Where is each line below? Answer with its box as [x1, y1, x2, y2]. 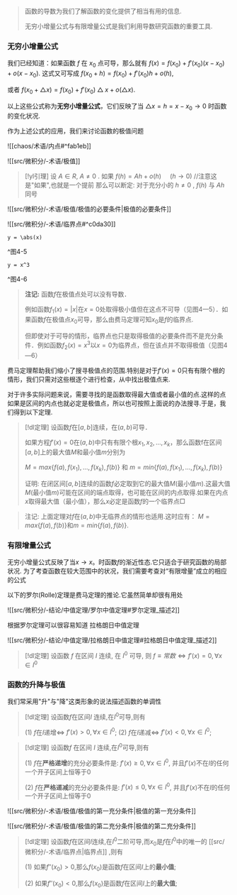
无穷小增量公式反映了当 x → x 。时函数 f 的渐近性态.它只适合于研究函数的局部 [7, 558, 227, 566]
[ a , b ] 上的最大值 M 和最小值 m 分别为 [24, 448, 126, 456]
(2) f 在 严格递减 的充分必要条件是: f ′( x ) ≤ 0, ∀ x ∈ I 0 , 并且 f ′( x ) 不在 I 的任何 [24, 781, 231, 791]
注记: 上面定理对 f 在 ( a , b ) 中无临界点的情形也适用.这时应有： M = [24, 512, 210, 521]
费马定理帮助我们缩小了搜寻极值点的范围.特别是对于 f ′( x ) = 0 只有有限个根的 [7, 366, 225, 375]
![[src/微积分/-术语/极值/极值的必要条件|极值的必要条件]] [7, 205, 172, 214]
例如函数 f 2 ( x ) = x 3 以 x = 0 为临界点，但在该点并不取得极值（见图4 [37, 340, 228, 351]
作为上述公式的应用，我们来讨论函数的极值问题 [7, 127, 144, 136]
